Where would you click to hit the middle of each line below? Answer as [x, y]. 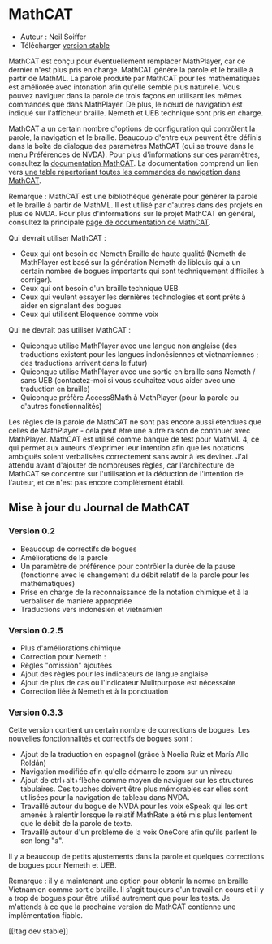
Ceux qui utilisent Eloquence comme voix [89, 314]
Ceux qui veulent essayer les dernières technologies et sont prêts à [133, 297]
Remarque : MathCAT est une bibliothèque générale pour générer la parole [133, 196]
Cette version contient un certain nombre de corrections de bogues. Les [129, 730]
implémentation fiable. [46, 916]
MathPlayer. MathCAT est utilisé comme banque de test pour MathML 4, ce [134, 439]
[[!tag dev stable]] [39, 931]
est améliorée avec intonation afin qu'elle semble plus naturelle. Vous [124, 87]
